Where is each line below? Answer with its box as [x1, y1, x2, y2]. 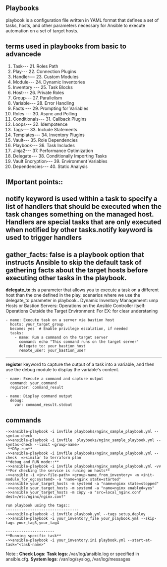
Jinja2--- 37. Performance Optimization [12, 148, 94, 154]
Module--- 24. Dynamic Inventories [12, 79, 86, 85]
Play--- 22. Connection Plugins [12, 68, 76, 74]
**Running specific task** [5, 534, 61, 539]
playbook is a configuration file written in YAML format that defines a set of [5, 17, 159, 23]
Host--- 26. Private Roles [12, 89, 64, 95]
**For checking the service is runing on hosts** [5, 468, 111, 474]
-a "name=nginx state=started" [56, 477, 121, 482]
